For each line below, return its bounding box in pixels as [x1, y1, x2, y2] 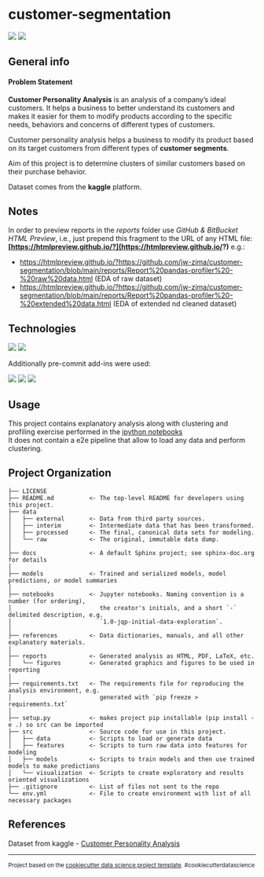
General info [8, 55, 70, 68]
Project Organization [8, 466, 112, 480]
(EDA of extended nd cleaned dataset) [112, 299, 237, 309]
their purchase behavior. [8, 166, 87, 176]
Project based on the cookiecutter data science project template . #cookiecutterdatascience [8, 861, 255, 869]
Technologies [8, 322, 77, 335]
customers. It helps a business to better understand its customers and [8, 103, 235, 112]
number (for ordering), [8, 597, 86, 605]
